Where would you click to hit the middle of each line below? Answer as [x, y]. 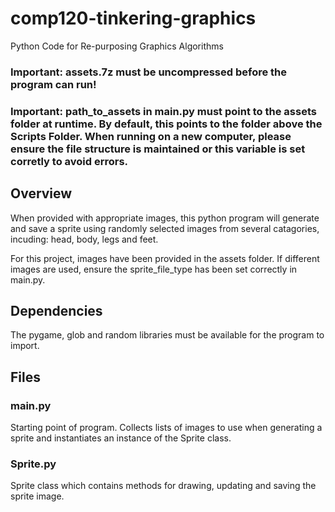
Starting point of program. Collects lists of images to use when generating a [166, 428]
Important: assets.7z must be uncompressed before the [149, 72]
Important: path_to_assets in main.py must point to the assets [163, 111]
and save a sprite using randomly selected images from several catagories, [165, 228]
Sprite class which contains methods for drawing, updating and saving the [163, 486]
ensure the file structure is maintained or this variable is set [158, 149]
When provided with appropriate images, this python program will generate [165, 218]
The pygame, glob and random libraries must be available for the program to [167, 335]
